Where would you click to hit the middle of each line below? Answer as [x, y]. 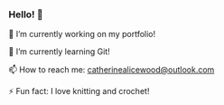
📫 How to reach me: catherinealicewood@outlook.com [112, 70]
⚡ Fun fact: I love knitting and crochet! [79, 91]
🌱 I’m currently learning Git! [59, 52]
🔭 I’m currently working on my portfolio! [82, 34]
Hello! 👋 [26, 14]
